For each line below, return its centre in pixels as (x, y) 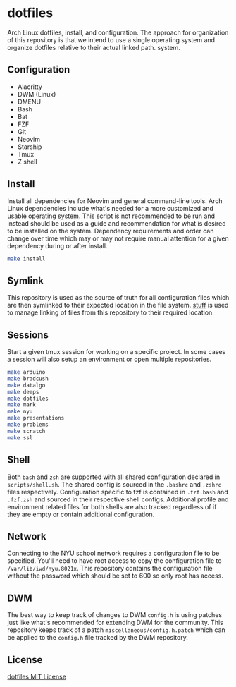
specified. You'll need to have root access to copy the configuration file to (114, 561)
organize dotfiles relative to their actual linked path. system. (94, 47)
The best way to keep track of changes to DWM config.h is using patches (115, 615)
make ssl (20, 438)
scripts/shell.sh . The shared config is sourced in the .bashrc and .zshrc (114, 484)
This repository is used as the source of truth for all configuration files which (118, 298)
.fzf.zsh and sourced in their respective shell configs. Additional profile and (118, 499)
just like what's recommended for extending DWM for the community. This (115, 623)
